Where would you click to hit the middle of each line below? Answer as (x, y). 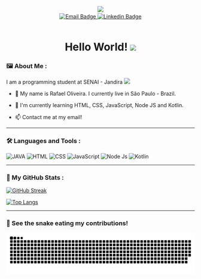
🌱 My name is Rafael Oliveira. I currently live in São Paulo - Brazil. (95, 94)
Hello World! (96, 47)
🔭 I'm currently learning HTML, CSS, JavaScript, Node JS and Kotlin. (99, 105)
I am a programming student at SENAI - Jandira (65, 82)
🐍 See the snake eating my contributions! (67, 223)
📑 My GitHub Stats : (35, 177)
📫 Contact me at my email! (48, 117)
